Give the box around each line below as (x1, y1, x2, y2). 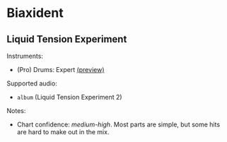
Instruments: (6, 52, 44, 60)
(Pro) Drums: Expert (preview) (16, 66, 105, 73)
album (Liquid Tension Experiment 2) (16, 93, 122, 101)
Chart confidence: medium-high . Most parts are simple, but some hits (16, 120, 221, 129)
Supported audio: (6, 79, 57, 88)
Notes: (6, 107, 26, 114)
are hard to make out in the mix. (16, 128, 110, 136)
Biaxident (6, 5, 64, 21)
